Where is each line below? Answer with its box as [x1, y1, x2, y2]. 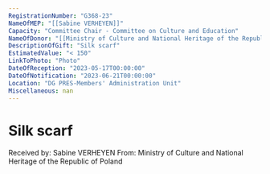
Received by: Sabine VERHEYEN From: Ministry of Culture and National [8, 148, 243, 158]
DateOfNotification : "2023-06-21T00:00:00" [8, 72, 157, 80]
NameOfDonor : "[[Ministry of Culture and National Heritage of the [8, 34, 239, 43]
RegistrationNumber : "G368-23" [8, 11, 113, 20]
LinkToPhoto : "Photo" [8, 57, 81, 65]
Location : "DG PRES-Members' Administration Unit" [8, 79, 182, 87]
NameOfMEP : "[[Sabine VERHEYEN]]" [8, 19, 125, 27]
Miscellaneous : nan [8, 86, 74, 95]
